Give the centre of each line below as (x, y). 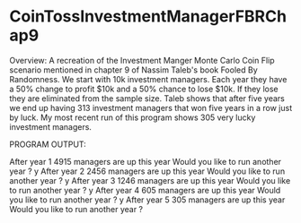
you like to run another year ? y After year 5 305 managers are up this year (147, 200)
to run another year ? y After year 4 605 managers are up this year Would (145, 190)
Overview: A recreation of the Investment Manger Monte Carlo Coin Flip (142, 60)
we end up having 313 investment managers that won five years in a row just (151, 107)
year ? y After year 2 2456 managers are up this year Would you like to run (147, 171)
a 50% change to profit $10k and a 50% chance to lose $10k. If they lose (144, 89)
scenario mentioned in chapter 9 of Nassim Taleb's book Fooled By (133, 70)
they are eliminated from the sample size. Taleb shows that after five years (147, 98)
